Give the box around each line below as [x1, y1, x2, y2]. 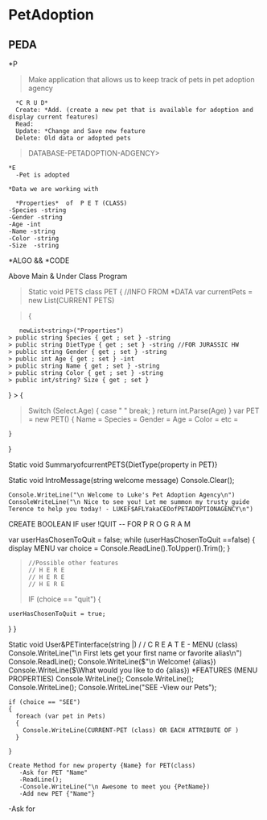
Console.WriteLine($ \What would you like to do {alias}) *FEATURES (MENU [8, 665, 258, 675]
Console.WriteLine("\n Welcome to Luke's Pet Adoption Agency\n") [8, 491, 236, 499]
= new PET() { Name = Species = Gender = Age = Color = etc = [27, 414, 239, 424]
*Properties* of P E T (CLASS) [15, 199, 128, 207]
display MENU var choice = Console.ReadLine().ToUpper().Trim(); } [8, 543, 231, 553]
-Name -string [8, 227, 56, 235]
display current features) [8, 113, 99, 121]
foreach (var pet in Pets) [15, 712, 106, 720]
